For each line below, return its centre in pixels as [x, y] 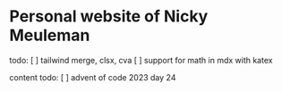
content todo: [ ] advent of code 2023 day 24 [93, 77]
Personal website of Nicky [109, 17]
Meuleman [50, 35]
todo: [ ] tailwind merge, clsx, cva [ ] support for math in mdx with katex [141, 60]
